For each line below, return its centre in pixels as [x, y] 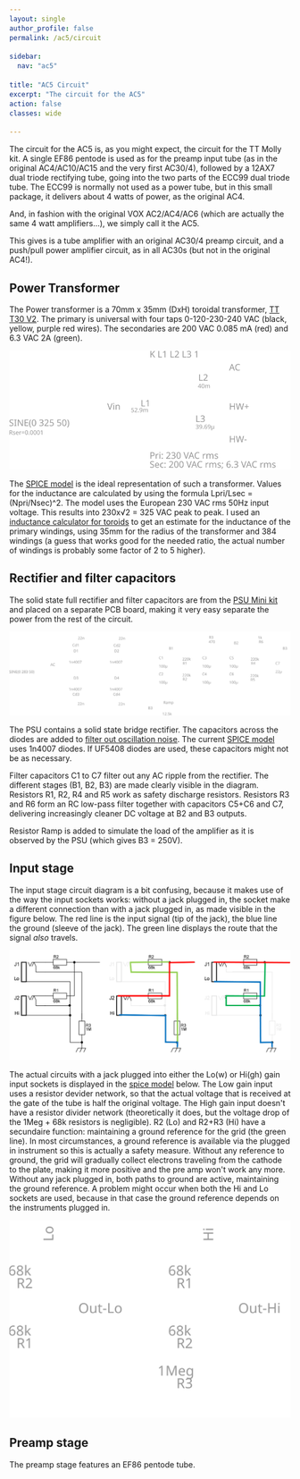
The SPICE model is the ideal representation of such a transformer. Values [146, 484]
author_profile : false [51, 28]
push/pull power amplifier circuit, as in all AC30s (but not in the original [140, 250]
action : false [36, 104]
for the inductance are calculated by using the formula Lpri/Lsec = [131, 494]
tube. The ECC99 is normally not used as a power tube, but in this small [141, 187]
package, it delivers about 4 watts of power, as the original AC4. [127, 197]
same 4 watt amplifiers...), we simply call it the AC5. [104, 224]
